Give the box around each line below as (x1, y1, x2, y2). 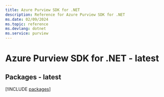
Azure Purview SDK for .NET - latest (5, 53, 159, 64)
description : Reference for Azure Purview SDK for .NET (5, 12, 125, 17)
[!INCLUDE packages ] (5, 86, 51, 92)
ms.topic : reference (5, 21, 49, 27)
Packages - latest (5, 73, 62, 81)
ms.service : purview (5, 31, 49, 36)
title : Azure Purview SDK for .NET (5, 7, 80, 13)
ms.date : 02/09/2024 (5, 17, 49, 22)
